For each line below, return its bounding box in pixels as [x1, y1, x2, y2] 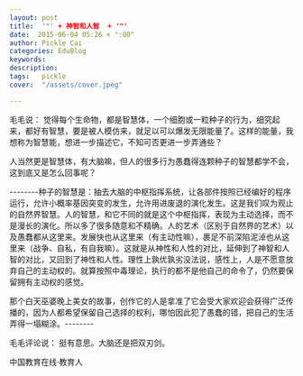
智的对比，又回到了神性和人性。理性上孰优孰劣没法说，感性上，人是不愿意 [9, 253, 286, 264]
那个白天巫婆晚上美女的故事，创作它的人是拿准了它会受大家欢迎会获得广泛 [9, 295, 286, 307]
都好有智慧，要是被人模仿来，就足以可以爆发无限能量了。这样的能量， [24, 125, 286, 136]
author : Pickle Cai [9, 38, 83, 48]
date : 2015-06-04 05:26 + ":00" [9, 30, 135, 39]
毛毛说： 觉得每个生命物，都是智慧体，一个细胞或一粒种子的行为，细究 [9, 114, 272, 124]
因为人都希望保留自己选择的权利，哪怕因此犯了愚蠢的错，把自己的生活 [32, 307, 294, 317]
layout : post [9, 13, 59, 23]
